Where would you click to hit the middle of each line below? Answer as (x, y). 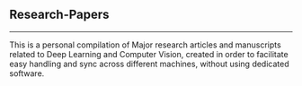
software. (27, 73)
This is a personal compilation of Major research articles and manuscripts (145, 45)
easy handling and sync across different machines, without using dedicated (149, 64)
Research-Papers (59, 15)
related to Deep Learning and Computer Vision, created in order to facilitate (149, 54)
